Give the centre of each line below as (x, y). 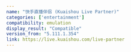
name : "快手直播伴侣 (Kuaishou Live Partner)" (63, 12)
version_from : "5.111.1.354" (43, 34)
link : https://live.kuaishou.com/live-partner (65, 39)
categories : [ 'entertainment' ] (45, 17)
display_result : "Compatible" (44, 28)
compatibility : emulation (38, 23)
